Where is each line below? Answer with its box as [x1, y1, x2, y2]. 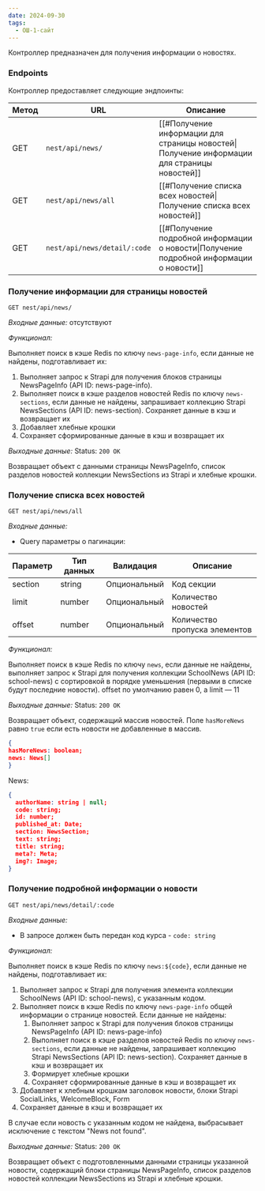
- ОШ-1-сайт [15, 26, 55, 34]
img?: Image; [15, 857, 58, 865]
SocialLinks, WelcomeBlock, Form [19, 1094, 130, 1103]
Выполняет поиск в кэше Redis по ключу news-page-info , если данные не [8, 348, 255, 357]
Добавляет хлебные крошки [19, 422, 116, 432]
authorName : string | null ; [15, 798, 108, 807]
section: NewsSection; [15, 828, 90, 836]
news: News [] [8, 754, 51, 762]
